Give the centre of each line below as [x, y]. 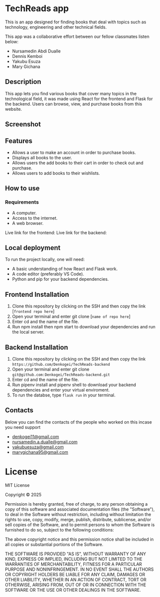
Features [19, 141]
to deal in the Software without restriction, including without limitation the [78, 514]
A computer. [24, 213]
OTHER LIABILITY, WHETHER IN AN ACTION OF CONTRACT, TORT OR [76, 580]
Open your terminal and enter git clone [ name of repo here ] [71, 317]
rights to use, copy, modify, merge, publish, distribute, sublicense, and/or [78, 519]
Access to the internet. [35, 218]
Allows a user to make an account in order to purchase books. [74, 152]
